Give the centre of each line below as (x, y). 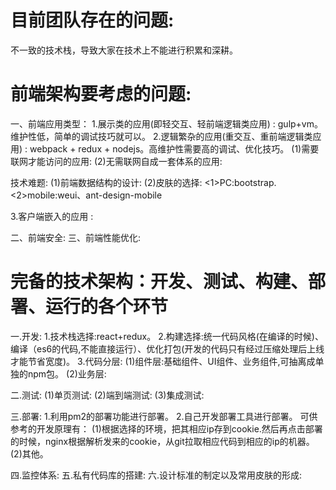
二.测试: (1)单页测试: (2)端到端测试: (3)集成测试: (107, 395)
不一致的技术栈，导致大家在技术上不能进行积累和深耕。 (124, 50)
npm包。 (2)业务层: (67, 373)
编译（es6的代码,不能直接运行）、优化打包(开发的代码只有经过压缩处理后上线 (167, 348)
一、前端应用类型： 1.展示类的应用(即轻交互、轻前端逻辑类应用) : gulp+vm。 (167, 123)
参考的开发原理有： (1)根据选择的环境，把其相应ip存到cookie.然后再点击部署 (166, 428)
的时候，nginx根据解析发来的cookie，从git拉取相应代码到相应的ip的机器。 (162, 441)
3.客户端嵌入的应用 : (52, 216)
